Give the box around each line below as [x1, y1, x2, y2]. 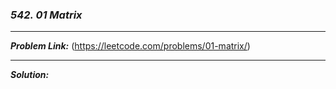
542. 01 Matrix [10, 8, 83, 22]
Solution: [10, 69, 50, 81]
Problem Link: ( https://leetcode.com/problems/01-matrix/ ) [10, 40, 251, 52]
